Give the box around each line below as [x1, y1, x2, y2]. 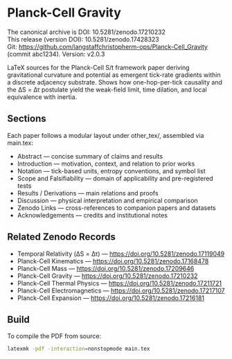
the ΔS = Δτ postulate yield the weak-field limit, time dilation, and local [7, 85, 207, 94]
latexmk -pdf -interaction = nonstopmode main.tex [7, 345, 150, 353]
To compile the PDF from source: [7, 332, 102, 340]
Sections [7, 113, 46, 125]
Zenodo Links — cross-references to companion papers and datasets [17, 203, 216, 212]
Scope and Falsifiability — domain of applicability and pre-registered [17, 174, 213, 182]
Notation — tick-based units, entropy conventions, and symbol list [17, 166, 206, 175]
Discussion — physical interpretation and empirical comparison [17, 196, 199, 204]
